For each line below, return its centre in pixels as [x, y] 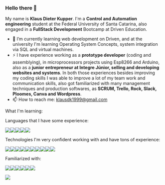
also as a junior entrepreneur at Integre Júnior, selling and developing [86, 68]
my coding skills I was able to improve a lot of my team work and [79, 78]
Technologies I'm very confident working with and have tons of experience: [83, 140]
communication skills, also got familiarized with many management [81, 84]
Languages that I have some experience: [47, 121]
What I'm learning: [24, 111]
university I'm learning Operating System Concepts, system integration [85, 44]
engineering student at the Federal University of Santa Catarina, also [76, 24]
